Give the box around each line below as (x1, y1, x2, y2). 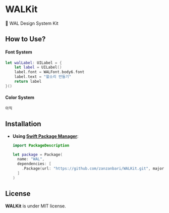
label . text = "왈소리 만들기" (14, 74, 72, 79)
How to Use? (5, 35, 46, 43)
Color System (5, 94, 34, 100)
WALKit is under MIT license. (5, 203, 67, 209)
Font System (5, 49, 33, 55)
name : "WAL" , (17, 156, 45, 162)
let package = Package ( (12, 152, 63, 157)
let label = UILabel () (14, 65, 62, 70)
